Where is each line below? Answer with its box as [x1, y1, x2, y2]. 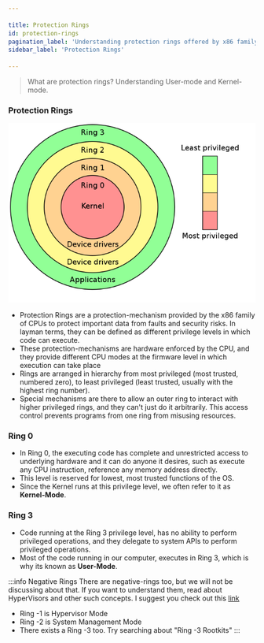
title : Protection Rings [8, 20, 90, 29]
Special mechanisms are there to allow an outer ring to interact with [19, 394, 238, 403]
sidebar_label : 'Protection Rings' [8, 46, 125, 54]
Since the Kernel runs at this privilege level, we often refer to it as [19, 481, 231, 492]
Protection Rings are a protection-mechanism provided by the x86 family [19, 310, 255, 319]
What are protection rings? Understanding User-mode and [27, 77, 217, 86]
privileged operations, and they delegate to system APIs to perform [19, 536, 237, 545]
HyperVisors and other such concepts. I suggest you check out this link [8, 593, 240, 603]
